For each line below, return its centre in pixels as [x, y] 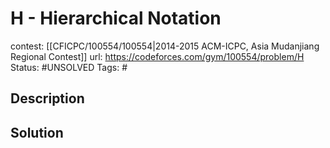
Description [47, 98]
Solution [37, 132]
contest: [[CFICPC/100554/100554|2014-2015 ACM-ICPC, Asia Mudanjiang [165, 46]
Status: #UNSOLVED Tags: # [69, 67]
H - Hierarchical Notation [116, 18]
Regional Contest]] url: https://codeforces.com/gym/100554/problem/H [157, 56]
